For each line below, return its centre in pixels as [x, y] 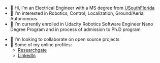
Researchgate [32, 50]
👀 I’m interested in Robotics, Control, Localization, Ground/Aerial [77, 13]
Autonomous [23, 19]
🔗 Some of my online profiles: [41, 45]
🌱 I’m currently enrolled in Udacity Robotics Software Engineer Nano [82, 24]
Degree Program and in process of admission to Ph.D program [75, 29]
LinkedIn [27, 55]
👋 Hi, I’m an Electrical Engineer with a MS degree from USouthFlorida [82, 8]
